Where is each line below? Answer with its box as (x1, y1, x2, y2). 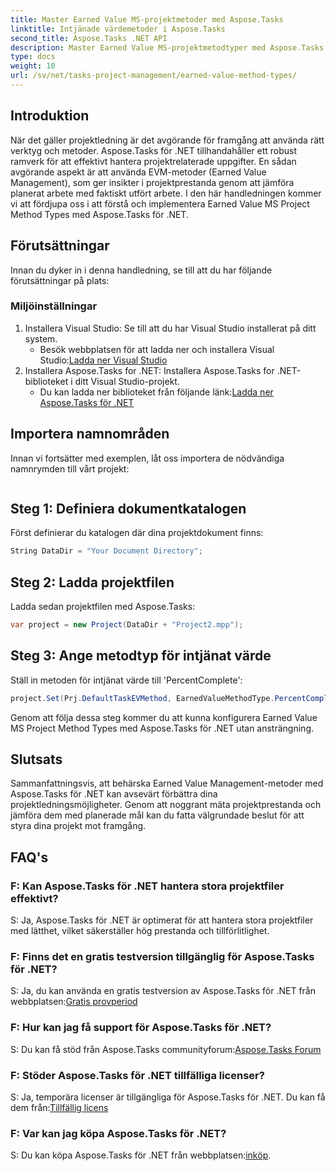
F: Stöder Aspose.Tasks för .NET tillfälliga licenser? (10, 1068, 265, 1082)
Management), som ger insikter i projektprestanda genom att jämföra (10, 176, 295, 188)
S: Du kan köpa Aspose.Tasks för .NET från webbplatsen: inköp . (10, 1149, 272, 1161)
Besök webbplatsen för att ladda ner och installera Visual (39, 343, 275, 355)
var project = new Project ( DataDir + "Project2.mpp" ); (10, 620, 244, 630)
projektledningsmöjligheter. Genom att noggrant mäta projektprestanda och (10, 799, 322, 811)
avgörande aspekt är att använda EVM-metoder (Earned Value (10, 166, 267, 178)
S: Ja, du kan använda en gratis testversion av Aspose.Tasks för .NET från (10, 985, 316, 997)
